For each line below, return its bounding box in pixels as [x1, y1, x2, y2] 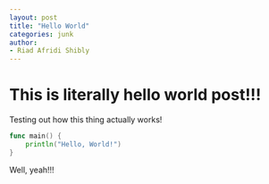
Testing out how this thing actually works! [9, 114, 163, 125]
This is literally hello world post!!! [9, 85, 262, 105]
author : [9, 38, 38, 47]
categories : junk [9, 29, 74, 38]
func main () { [9, 131, 63, 141]
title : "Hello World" [9, 21, 90, 30]
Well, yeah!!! [9, 164, 55, 175]
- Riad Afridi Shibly [9, 46, 90, 55]
